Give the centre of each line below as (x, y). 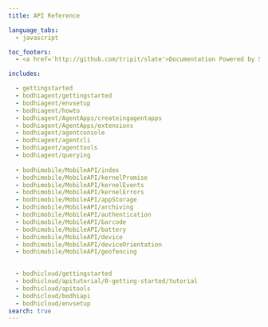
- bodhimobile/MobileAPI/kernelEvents (80, 185)
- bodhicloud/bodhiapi (53, 296)
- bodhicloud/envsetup (53, 303)
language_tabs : (33, 30)
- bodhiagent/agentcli (53, 141)
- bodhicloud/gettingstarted (64, 274)
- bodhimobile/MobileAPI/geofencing (76, 252)
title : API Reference (44, 16)
